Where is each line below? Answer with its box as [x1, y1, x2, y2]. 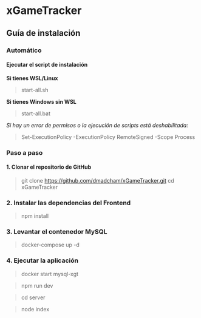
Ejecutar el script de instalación [6, 61, 88, 69]
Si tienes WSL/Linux [6, 74, 58, 82]
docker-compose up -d [21, 241, 80, 249]
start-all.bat [21, 110, 50, 117]
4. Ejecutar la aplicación [6, 256, 79, 265]
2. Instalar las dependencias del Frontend [6, 198, 131, 207]
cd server [21, 294, 46, 301]
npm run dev [21, 282, 53, 289]
